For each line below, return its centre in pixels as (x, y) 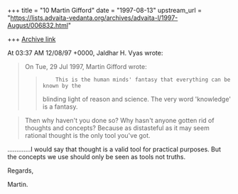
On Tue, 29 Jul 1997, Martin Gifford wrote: (86, 66)
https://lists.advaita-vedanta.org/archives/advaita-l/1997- (94, 18)
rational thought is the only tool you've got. (87, 135)
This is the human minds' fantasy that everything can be (143, 80)
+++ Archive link (32, 39)
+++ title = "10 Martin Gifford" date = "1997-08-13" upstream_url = (105, 10)
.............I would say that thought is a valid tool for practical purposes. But (114, 149)
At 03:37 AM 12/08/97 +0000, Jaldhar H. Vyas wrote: (85, 53)
